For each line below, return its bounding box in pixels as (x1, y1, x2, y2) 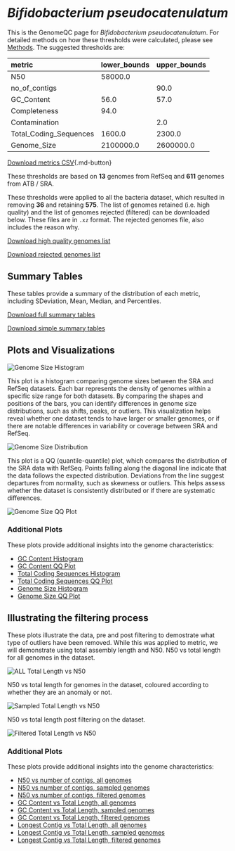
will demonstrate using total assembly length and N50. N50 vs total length (7, 646, 221, 654)
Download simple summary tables (7, 324, 105, 332)
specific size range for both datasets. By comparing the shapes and (7, 392, 203, 400)
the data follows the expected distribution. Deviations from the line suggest (7, 471, 224, 480)
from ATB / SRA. (7, 179, 55, 188)
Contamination (11, 117, 60, 127)
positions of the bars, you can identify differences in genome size (7, 399, 197, 407)
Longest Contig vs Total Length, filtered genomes (17, 836, 161, 844)
